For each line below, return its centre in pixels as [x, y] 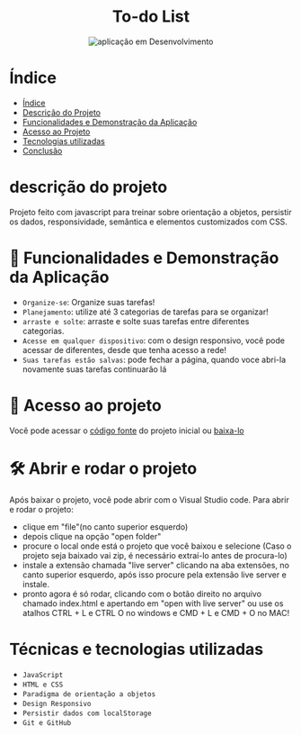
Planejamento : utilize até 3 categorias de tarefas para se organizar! [145, 312]
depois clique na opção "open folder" [92, 536]
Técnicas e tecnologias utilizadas [136, 649]
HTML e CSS [43, 685]
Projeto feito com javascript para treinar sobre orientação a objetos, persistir [150, 212]
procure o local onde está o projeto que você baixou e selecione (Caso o [157, 546]
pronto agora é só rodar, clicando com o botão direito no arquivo [142, 594]
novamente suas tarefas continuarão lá [94, 369]
